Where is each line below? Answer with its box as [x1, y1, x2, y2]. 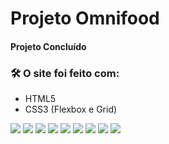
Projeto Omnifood [10, 7, 160, 30]
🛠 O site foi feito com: [10, 66, 120, 80]
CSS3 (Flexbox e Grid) [24, 103, 118, 116]
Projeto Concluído [10, 40, 87, 52]
